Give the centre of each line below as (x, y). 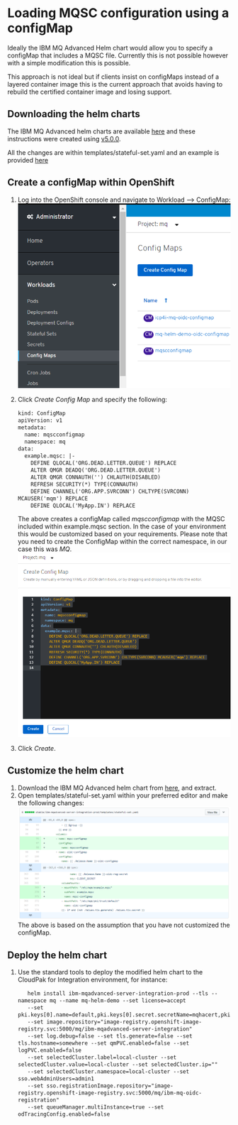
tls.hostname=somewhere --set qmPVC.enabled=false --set (103, 1043)
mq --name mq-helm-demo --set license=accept (118, 1001)
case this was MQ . (45, 549)
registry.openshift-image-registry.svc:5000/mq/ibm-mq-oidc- (110, 1093)
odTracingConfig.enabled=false (64, 1114)
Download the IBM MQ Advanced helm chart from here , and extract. (117, 788)
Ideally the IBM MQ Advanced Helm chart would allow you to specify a (110, 48)
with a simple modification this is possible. (69, 62)
